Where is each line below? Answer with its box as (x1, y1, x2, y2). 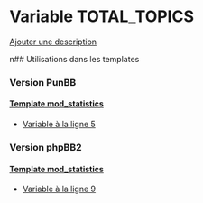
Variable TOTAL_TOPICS (9, 6, 195, 27)
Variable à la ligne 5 (22, 119, 97, 130)
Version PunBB (9, 76, 77, 88)
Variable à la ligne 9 (22, 183, 97, 195)
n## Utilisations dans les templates (9, 53, 140, 64)
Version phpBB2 (9, 141, 83, 153)
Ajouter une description (9, 36, 97, 47)
